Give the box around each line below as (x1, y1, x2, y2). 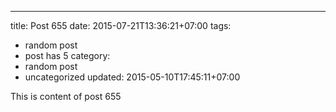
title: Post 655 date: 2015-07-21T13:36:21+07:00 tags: (10, 20, 232, 31)
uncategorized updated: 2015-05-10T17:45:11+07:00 (24, 71, 241, 83)
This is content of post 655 (10, 91, 122, 102)
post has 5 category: (24, 50, 111, 61)
